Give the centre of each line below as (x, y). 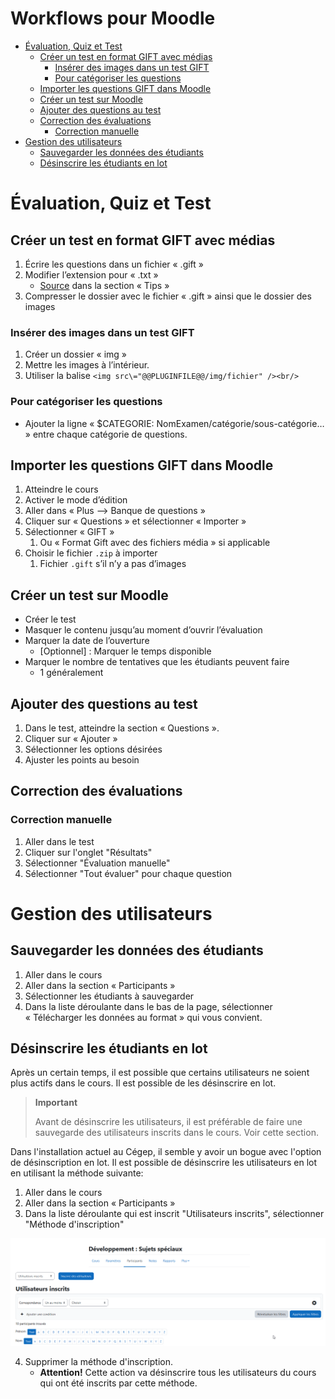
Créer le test (50, 619)
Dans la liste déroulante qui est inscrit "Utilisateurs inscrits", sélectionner (174, 1214)
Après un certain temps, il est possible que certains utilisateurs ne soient (160, 1073)
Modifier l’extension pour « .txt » (91, 274)
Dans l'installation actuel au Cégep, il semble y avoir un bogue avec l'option (166, 1152)
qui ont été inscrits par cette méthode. (118, 1383)
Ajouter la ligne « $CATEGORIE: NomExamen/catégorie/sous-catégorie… (174, 423)
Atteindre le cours (61, 489)
